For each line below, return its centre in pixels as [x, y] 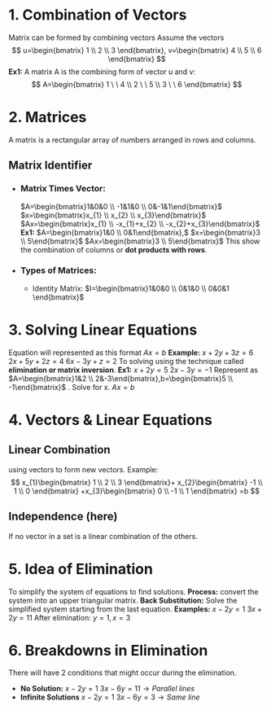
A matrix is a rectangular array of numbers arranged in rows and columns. [132, 139]
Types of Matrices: [58, 270]
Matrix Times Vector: [63, 189]
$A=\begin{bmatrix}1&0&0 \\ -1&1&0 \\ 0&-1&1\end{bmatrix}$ [121, 206]
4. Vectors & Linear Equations [111, 420]
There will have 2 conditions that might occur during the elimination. [122, 673]
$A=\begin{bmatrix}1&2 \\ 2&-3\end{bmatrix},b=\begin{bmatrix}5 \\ [121, 378]
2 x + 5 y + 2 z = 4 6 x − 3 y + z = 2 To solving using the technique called [126, 361]
